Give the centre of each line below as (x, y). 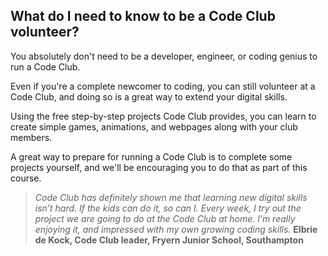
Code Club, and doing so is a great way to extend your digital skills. (149, 96)
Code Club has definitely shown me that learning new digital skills (171, 197)
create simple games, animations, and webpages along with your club (154, 126)
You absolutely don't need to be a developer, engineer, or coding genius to (164, 56)
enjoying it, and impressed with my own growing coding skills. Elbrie (176, 229)
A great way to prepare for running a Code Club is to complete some (151, 156)
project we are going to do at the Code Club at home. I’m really (165, 218)
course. (26, 178)
